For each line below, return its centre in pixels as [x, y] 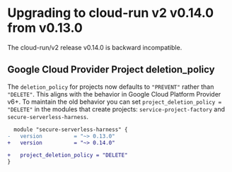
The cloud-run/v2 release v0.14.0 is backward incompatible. [95, 47]
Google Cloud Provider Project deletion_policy [111, 69]
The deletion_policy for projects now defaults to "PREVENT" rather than [111, 87]
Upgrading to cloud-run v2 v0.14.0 [111, 13]
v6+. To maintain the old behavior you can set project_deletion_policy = [115, 102]
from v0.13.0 [45, 28]
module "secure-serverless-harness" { [71, 129]
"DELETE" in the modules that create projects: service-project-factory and [116, 109]
